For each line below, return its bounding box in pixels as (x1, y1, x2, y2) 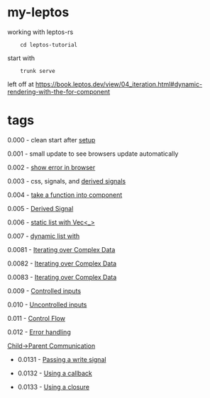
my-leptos (7, 4, 70, 21)
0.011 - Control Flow (7, 314, 66, 322)
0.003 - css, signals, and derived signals (7, 176, 126, 185)
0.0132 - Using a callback (17, 369, 92, 377)
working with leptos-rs (7, 28, 74, 36)
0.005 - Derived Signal (7, 204, 74, 212)
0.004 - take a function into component (7, 191, 123, 199)
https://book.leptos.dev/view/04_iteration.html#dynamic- (35, 79, 203, 89)
